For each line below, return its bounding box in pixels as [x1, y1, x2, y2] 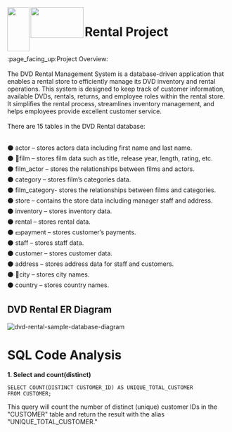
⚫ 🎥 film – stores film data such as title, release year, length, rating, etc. [7, 154, 213, 163]
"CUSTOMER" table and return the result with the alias [7, 409, 165, 418]
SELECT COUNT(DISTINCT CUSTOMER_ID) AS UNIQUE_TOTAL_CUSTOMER [7, 383, 193, 391]
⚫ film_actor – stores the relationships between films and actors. [7, 165, 195, 173]
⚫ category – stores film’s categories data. [7, 175, 131, 184]
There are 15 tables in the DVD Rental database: [7, 122, 146, 130]
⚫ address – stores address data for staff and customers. [7, 260, 174, 268]
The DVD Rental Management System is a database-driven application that [7, 70, 224, 78]
